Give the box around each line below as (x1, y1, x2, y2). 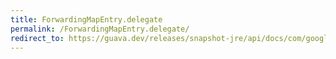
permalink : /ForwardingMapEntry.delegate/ (10, 24, 190, 34)
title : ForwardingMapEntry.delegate (10, 14, 163, 25)
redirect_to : (10, 33, 65, 43)
